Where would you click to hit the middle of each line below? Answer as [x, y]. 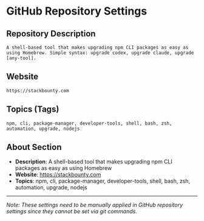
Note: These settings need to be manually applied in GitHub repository [95, 205]
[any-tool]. [21, 58]
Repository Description [51, 34]
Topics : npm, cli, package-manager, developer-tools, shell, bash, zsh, [102, 181]
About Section [34, 147]
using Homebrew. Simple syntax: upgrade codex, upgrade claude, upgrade [100, 53]
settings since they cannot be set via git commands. [72, 211]
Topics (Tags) [33, 110]
